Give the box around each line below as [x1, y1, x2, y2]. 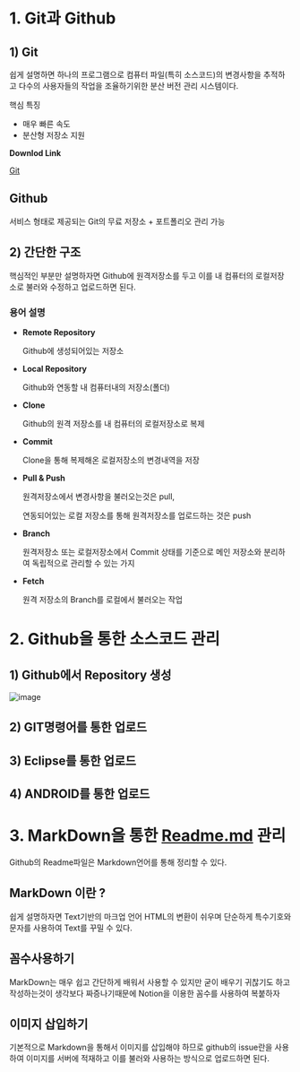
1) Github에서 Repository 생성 [9, 667, 172, 682]
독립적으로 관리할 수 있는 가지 [31, 558, 135, 568]
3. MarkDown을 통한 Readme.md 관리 [9, 826, 287, 846]
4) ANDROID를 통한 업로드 [9, 786, 150, 802]
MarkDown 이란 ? [9, 886, 106, 901]
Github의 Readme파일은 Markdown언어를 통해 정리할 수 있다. [9, 857, 227, 868]
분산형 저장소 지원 [21, 130, 85, 140]
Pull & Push [21, 472, 65, 483]
